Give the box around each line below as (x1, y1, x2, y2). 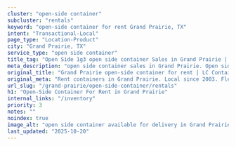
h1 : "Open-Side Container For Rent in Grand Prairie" (7, 88, 169, 95)
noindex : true (7, 114, 49, 121)
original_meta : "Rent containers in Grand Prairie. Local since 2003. (7, 75, 218, 83)
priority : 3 (7, 102, 42, 109)
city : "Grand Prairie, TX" (7, 43, 86, 50)
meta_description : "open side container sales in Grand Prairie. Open (7, 62, 218, 69)
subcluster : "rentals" (7, 17, 74, 24)
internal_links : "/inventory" (7, 95, 96, 102)
